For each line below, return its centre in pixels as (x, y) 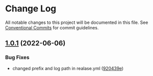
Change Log (31, 9)
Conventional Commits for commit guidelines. (52, 27)
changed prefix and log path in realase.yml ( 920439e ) (68, 68)
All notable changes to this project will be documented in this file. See (77, 22)
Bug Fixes (17, 58)
